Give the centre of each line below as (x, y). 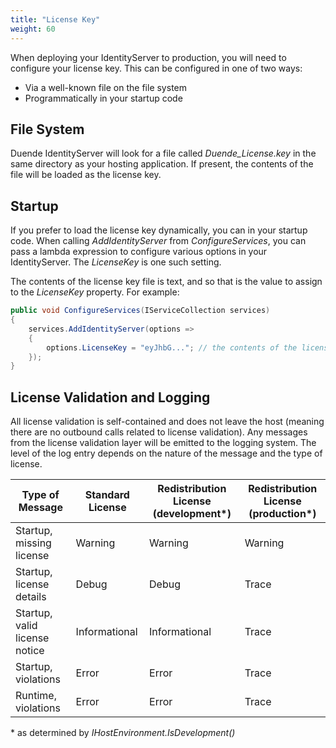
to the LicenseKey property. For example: (95, 292)
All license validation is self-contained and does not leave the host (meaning (167, 422)
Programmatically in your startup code (103, 98)
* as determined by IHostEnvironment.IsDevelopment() (123, 733)
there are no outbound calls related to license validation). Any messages (159, 432)
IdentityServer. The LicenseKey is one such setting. (116, 262)
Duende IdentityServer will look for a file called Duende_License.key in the (163, 153)
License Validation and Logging (110, 397)
